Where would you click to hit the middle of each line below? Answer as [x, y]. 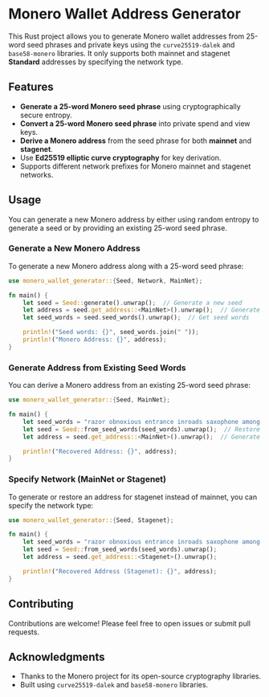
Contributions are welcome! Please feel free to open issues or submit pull [130, 623]
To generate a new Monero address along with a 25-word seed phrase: [126, 266]
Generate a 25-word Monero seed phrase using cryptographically [130, 106]
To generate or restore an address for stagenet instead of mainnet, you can [133, 497]
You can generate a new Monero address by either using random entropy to [134, 219]
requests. [24, 632]
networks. [37, 174]
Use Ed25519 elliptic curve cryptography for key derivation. [120, 157]
